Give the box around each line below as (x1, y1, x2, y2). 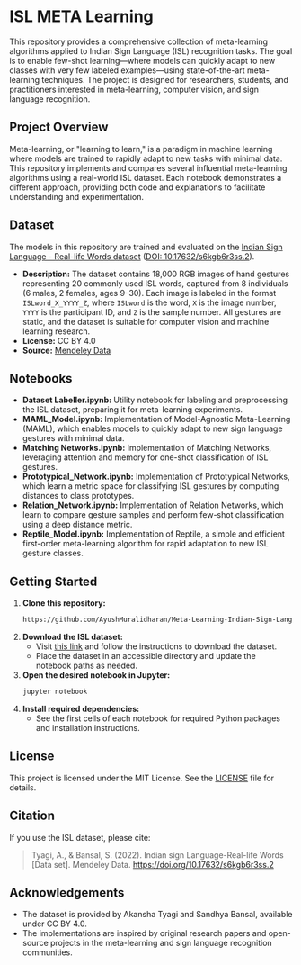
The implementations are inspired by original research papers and (22, 928, 267, 939)
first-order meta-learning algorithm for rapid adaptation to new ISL (22, 538, 270, 549)
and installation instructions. (35, 722, 141, 733)
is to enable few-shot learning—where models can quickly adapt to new (9, 55, 276, 66)
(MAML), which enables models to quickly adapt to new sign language (22, 423, 283, 434)
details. (9, 781, 37, 793)
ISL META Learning (9, 6, 155, 27)
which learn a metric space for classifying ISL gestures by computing (22, 481, 279, 492)
